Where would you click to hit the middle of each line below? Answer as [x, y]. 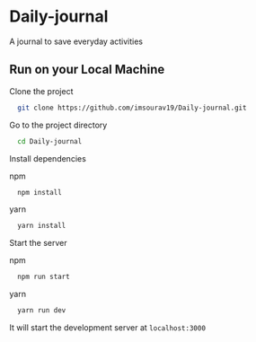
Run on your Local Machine [87, 70]
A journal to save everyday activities [76, 41]
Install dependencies [48, 158]
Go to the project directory [58, 125]
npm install [40, 192]
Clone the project [41, 91]
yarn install [42, 226]
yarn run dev [42, 311]
